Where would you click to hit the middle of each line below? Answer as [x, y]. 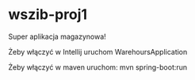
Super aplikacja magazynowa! [57, 36]
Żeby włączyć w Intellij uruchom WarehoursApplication [98, 51]
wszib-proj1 [48, 15]
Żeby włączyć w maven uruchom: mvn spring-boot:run [98, 67]
